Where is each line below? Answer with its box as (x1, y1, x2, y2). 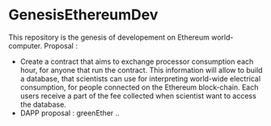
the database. (19, 99, 66, 109)
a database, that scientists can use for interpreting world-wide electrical (19, 73, 261, 83)
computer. (8, 40, 43, 50)
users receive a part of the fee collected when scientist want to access (19, 90, 256, 100)
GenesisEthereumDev (8, 6, 159, 24)
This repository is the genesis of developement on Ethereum (8, 32, 210, 42)
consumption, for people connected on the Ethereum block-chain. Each (19, 82, 259, 92)
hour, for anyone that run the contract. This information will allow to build (19, 65, 263, 74)
